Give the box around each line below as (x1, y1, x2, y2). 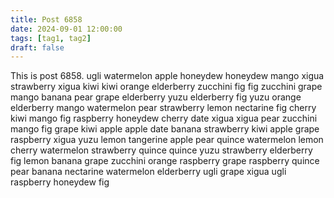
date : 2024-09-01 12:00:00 (10, 24, 123, 34)
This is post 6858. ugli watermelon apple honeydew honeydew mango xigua (10, 70, 325, 82)
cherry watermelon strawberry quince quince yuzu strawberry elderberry (10, 144, 313, 156)
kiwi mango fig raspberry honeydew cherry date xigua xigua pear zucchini (10, 112, 318, 125)
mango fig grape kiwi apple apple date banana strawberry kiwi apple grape (10, 123, 320, 135)
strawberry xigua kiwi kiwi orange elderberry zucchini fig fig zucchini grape (10, 81, 323, 93)
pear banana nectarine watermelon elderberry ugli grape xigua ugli (10, 166, 287, 178)
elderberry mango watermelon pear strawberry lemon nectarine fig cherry (10, 102, 317, 114)
